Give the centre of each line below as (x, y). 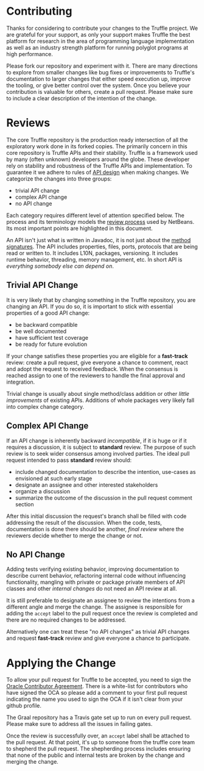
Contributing (39, 11)
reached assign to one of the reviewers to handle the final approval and (96, 375)
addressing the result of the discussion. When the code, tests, (84, 522)
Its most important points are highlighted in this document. (80, 228)
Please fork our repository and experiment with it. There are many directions (102, 66)
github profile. (24, 706)
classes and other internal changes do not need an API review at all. (92, 589)
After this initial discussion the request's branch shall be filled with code (97, 516)
